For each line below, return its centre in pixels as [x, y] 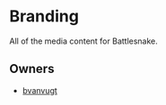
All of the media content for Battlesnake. [84, 41]
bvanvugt [40, 90]
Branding [44, 16]
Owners [32, 69]
